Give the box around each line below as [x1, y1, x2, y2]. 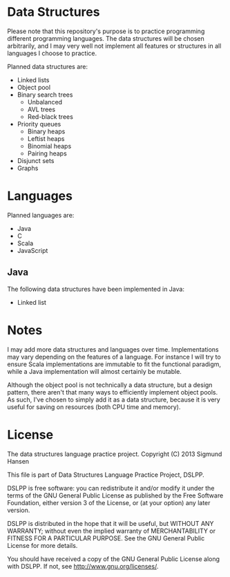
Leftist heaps [27, 134, 65, 142]
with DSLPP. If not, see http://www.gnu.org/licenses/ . [7, 562, 159, 570]
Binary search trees [17, 91, 73, 99]
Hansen [7, 457, 30, 465]
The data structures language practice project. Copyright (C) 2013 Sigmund [7, 450, 222, 458]
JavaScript [17, 246, 48, 254]
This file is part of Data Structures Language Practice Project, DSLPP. [7, 471, 205, 479]
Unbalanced [27, 97, 63, 106]
